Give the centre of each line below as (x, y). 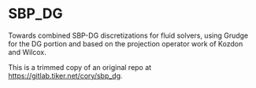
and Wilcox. (27, 52)
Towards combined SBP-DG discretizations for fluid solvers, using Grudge (128, 35)
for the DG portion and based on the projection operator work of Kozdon (126, 43)
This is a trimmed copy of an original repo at (80, 67)
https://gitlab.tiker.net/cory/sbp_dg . (66, 75)
